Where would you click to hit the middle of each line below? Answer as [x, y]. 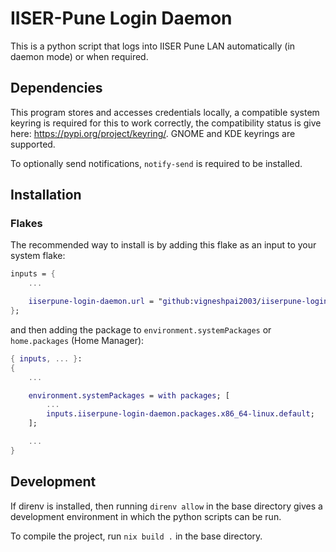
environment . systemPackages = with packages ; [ [129, 395]
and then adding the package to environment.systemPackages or [141, 329]
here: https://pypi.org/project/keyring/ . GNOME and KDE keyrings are [153, 133]
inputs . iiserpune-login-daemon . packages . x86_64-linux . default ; [180, 414]
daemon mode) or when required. [79, 56]
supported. [33, 144]
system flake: [38, 256]
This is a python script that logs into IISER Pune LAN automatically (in [153, 46]
